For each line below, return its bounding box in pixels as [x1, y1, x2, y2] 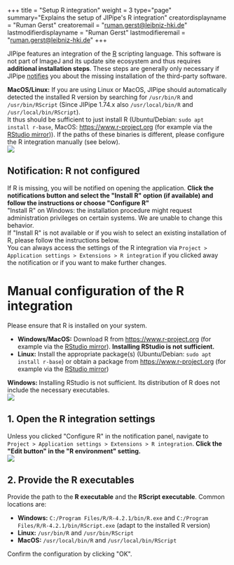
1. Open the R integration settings [7, 413, 156, 425]
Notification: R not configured [7, 165, 140, 177]
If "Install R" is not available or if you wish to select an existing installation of [7, 228, 227, 237]
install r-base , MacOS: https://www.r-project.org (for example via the [7, 123, 212, 131]
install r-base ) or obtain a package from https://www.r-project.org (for [17, 357, 226, 365]
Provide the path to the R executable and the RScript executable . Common [7, 493, 226, 501]
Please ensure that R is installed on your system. [7, 321, 147, 330]
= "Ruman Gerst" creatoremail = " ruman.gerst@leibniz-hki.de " [7, 21, 188, 29]
